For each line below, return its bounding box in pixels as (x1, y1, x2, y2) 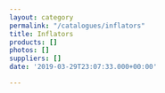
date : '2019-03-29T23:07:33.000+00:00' (9, 63, 158, 72)
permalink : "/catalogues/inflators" (9, 21, 145, 30)
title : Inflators (9, 29, 74, 38)
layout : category (9, 12, 74, 22)
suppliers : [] (9, 54, 62, 63)
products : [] (9, 37, 58, 47)
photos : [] (9, 46, 50, 55)
